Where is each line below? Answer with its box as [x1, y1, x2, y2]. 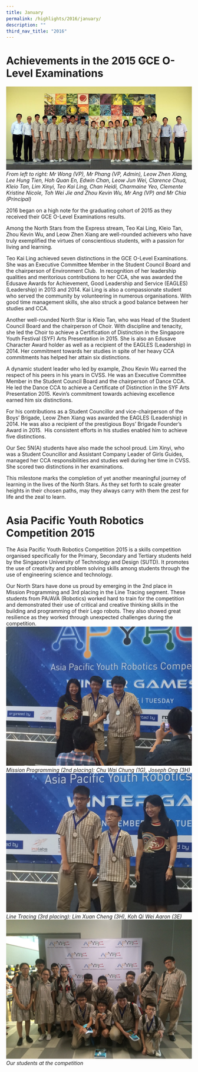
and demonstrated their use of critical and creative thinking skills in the [6, 601, 179, 608]
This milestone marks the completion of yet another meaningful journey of [6, 475, 187, 481]
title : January [6, 9, 44, 15]
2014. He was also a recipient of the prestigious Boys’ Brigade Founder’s [6, 421, 182, 427]
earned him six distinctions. [6, 396, 73, 403]
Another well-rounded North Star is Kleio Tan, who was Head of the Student [6, 316, 190, 323]
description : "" [6, 22, 46, 28]
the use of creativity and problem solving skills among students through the [6, 564, 190, 571]
